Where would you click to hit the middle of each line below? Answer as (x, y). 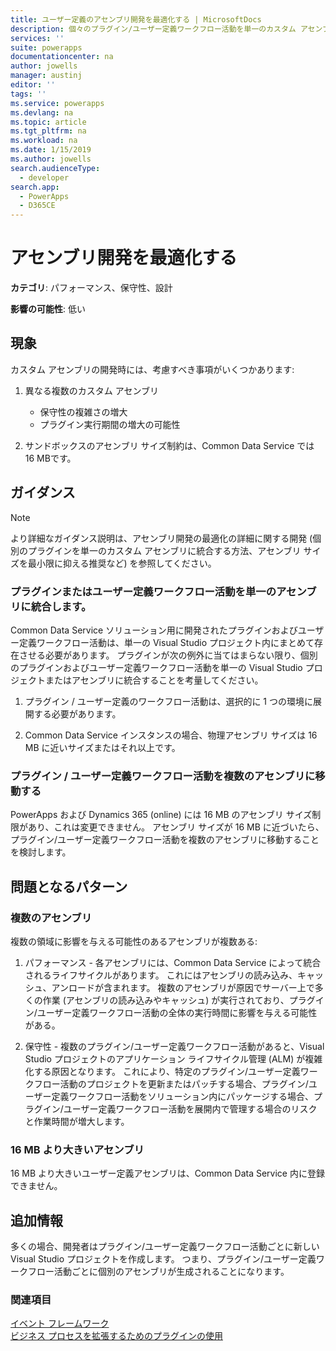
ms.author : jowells (51, 159)
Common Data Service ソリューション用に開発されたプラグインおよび (154, 630)
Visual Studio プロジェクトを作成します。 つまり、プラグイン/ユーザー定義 (163, 1259)
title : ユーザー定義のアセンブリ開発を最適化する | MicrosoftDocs (136, 19)
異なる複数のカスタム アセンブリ (92, 390)
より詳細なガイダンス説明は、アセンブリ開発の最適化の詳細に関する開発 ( (161, 538)
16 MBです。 (50, 458)
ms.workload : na (44, 141)
